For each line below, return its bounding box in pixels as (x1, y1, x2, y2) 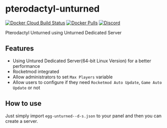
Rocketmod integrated (12, 68, 59, 74)
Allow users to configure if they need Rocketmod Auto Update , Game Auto (12, 79, 162, 85)
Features (5, 44, 34, 53)
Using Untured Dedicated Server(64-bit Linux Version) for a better (12, 58, 151, 64)
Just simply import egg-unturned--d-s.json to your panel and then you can (5, 112, 162, 119)
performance (12, 63, 41, 69)
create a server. (5, 118, 38, 124)
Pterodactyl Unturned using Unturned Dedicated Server (5, 29, 122, 35)
